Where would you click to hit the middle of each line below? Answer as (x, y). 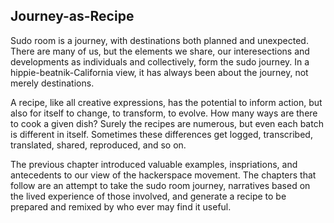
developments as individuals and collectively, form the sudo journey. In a (160, 61)
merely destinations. (52, 83)
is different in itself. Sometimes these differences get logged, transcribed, (161, 134)
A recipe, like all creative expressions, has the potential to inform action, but (166, 102)
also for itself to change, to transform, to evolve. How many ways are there (164, 113)
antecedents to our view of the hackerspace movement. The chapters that (163, 175)
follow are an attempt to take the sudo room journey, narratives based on (160, 185)
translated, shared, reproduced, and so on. (98, 145)
